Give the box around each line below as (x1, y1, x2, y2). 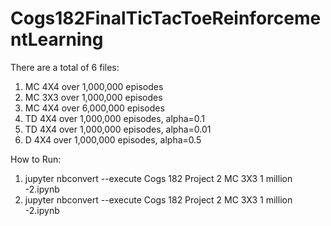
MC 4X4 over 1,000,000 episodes (24, 80, 164, 92)
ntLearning (10, 28, 104, 51)
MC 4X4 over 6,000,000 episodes (24, 102, 165, 114)
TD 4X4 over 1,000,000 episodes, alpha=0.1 (24, 112, 205, 124)
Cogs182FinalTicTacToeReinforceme (10, 7, 322, 30)
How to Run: (10, 153, 62, 165)
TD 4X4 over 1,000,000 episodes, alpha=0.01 (24, 123, 212, 135)
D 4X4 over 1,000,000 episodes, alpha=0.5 (24, 133, 202, 146)
